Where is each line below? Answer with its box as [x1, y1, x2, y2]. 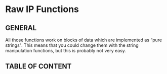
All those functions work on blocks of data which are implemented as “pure [5, 37, 162, 43]
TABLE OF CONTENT [5, 62, 72, 71]
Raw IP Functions [5, 4, 79, 15]
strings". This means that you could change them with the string [5, 42, 139, 48]
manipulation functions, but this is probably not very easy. [5, 48, 127, 53]
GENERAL [5, 24, 37, 32]
